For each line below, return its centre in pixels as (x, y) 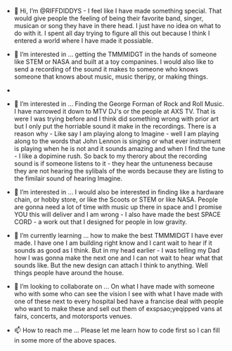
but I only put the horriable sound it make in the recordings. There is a (115, 126)
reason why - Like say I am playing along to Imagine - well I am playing (116, 134)
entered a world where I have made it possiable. (83, 41)
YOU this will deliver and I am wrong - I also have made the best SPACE (117, 214)
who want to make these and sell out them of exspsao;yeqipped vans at (118, 309)
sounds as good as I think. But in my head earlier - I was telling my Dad (117, 250)
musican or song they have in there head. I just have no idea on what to (117, 26)
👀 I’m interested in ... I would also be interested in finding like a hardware (119, 192)
